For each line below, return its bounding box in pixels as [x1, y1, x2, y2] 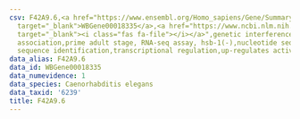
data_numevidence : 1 [9, 72, 87, 81]
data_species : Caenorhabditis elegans [9, 80, 154, 89]
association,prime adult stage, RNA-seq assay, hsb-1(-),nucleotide [17, 38, 278, 47]
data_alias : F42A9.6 [9, 55, 87, 64]
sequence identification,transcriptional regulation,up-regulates [17, 47, 270, 55]
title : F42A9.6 [9, 96, 66, 106]
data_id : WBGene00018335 [9, 64, 102, 72]
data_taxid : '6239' [9, 88, 82, 97]
